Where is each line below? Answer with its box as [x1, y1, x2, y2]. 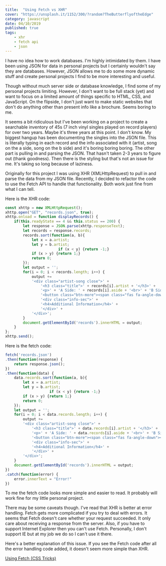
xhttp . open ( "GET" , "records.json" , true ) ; [5, 210, 94, 215]
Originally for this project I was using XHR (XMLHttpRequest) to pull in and [5, 170, 157, 176]
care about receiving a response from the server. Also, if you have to [5, 521, 145, 526]
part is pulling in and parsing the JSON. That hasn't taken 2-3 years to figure [5, 150, 161, 156]
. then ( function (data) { [5, 371, 54, 376]
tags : [5, 30, 16, 35]
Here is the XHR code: [5, 196, 50, 202]
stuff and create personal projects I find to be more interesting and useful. [5, 73, 156, 79]
